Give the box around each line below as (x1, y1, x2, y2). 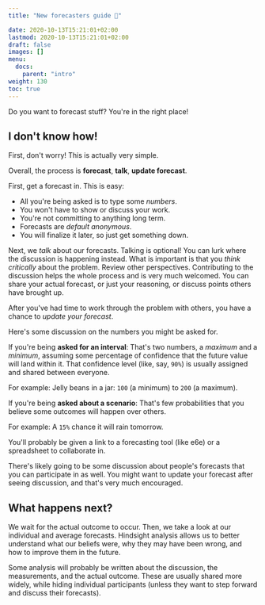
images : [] (8, 48, 44, 56)
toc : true (8, 85, 41, 93)
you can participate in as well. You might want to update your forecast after (8, 469, 253, 480)
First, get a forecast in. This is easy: (8, 182, 125, 191)
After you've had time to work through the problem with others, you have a (8, 303, 252, 313)
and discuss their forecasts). (8, 588, 101, 598)
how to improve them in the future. (8, 548, 121, 557)
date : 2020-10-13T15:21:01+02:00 (8, 25, 119, 34)
